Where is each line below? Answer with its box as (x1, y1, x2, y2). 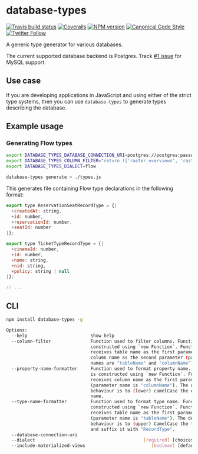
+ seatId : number (11, 224, 51, 231)
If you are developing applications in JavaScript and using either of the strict (6, 91, 192, 98)
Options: (6, 327, 28, 333)
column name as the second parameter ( (90, 355, 189, 361)
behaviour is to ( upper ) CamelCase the (90, 421, 189, 427)
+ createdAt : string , (11, 208, 62, 214)
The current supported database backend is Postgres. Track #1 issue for (6, 52, 182, 59)
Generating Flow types (6, 139, 72, 147)
